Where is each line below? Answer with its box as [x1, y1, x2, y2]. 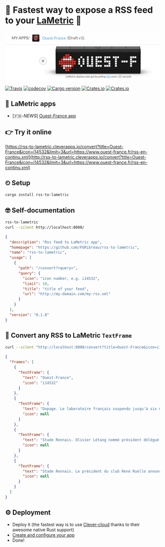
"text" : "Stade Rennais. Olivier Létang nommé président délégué [23, 438, 160, 443]
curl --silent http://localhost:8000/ [5, 225, 84, 230]
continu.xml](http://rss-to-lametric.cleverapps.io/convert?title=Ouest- [5, 154, 146, 160]
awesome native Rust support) [12, 527, 75, 533]
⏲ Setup [5, 178, 30, 187]
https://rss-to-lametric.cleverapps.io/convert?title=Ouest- [6, 143, 124, 149]
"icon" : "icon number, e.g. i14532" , [23, 276, 100, 281]
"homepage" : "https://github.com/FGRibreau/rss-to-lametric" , [9, 245, 139, 250]
